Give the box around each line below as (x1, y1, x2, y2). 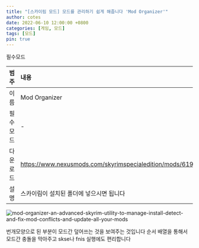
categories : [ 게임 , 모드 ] (6, 25, 65, 31)
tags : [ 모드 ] (6, 31, 36, 37)
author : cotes (6, 14, 41, 20)
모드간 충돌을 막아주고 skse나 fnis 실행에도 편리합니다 (6, 236, 131, 242)
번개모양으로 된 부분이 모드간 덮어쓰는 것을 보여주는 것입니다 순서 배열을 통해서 (6, 228, 188, 235)
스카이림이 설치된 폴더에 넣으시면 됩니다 (20, 189, 126, 198)
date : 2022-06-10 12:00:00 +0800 (6, 20, 89, 26)
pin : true (6, 36, 31, 42)
